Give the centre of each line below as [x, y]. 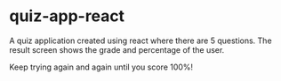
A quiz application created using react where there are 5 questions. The [141, 40]
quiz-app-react [67, 16]
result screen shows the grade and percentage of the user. [117, 49]
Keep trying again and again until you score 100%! [101, 67]
